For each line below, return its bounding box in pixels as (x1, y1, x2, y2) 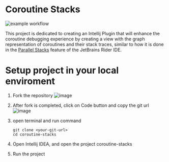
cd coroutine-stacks (12, 132, 57, 137)
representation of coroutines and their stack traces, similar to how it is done (5, 41, 164, 47)
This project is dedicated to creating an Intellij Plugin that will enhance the (5, 30, 160, 36)
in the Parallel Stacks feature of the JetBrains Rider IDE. (5, 47, 122, 53)
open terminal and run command (12, 118, 81, 124)
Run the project (12, 151, 45, 157)
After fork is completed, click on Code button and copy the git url (12, 102, 149, 108)
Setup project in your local (5, 65, 119, 76)
